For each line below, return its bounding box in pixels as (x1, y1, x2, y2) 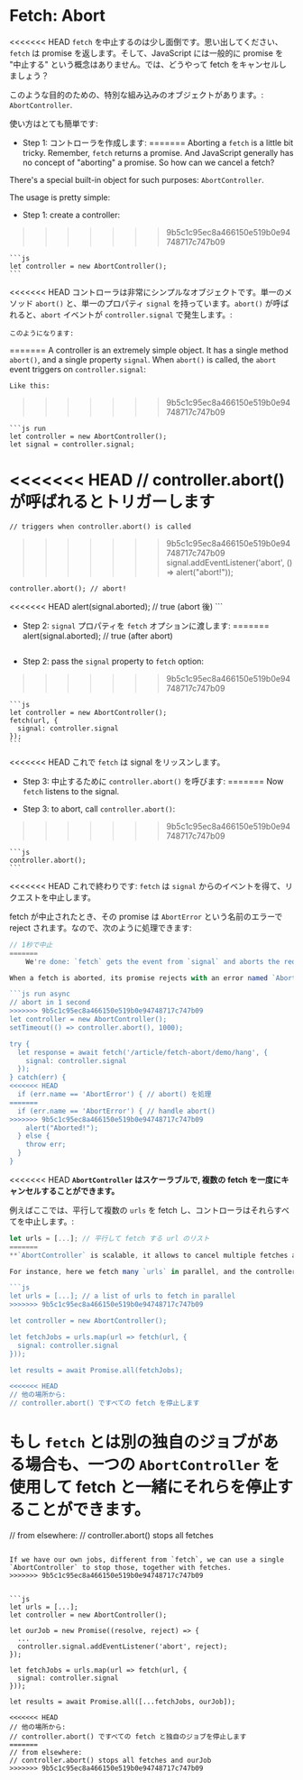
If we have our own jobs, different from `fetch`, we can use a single (9, 1555, 284, 1564)
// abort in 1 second (9, 998, 91, 1007)
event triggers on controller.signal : (9, 363, 147, 374)
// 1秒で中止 (9, 940, 53, 950)
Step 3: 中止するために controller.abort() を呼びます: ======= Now (22, 775, 284, 786)
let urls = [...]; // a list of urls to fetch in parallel (9, 1291, 236, 1301)
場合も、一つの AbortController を (25, 1454, 280, 1475)
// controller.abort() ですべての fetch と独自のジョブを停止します (9, 1732, 247, 1741)
